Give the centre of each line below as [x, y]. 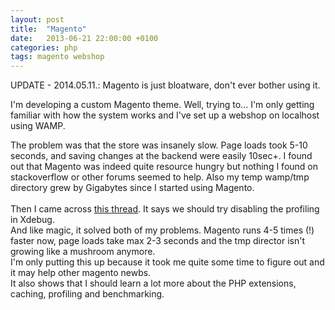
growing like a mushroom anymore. [83, 252]
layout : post [37, 19]
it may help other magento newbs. [81, 273]
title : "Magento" [48, 29]
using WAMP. [38, 126]
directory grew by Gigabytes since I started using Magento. [132, 188]
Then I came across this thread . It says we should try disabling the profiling [165, 209]
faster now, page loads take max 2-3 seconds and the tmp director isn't [157, 241]
